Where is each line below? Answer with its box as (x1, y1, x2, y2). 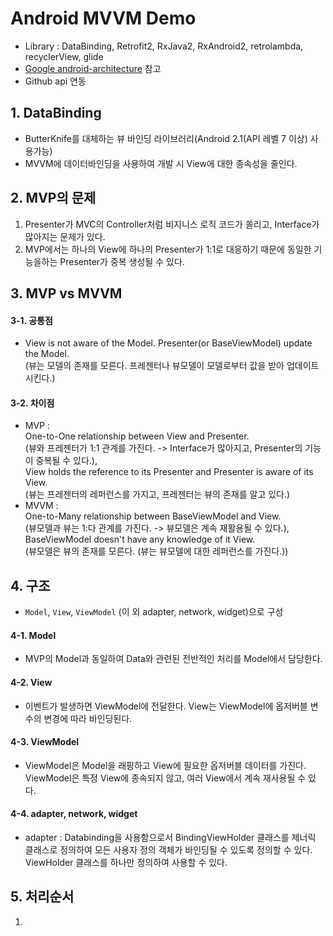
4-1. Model (10, 629, 57, 641)
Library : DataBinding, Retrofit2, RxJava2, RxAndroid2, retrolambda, (24, 40, 304, 52)
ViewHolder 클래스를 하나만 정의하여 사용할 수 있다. (24, 856, 228, 868)
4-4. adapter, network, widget (10, 808, 138, 820)
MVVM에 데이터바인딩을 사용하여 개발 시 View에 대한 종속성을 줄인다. (24, 157, 298, 169)
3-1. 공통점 (10, 314, 53, 326)
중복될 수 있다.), (35, 455, 98, 467)
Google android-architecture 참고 (24, 62, 162, 74)
